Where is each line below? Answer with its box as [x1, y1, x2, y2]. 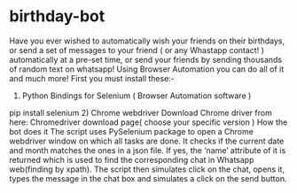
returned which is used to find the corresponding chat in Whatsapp [9, 154, 254, 165]
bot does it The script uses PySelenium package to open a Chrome [9, 126, 254, 136]
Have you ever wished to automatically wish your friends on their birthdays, [9, 35, 285, 46]
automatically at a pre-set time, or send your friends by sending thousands [9, 54, 282, 65]
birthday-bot [9, 6, 106, 27]
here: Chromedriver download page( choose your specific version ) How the [9, 117, 288, 127]
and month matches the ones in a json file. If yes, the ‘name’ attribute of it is [9, 144, 286, 156]
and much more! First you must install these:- [9, 73, 176, 83]
